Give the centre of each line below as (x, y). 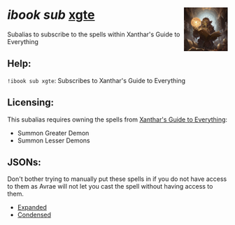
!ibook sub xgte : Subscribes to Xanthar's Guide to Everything (97, 80)
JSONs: (24, 162)
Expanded (32, 208)
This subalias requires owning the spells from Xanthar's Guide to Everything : (117, 119)
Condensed (34, 215)
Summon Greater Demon (53, 133)
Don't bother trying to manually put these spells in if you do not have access (117, 179)
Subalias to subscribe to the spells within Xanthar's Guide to (94, 34)
